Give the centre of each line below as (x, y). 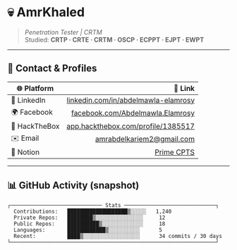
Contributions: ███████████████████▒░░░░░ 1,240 (93, 211)
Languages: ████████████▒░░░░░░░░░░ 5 (88, 230)
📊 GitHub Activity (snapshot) (73, 186)
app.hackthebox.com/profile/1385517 (131, 126)
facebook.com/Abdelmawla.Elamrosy (133, 113)
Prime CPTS (175, 152)
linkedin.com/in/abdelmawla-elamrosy (131, 100)
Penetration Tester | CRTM (63, 32)
